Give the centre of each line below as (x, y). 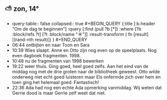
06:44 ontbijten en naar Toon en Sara (51, 45)
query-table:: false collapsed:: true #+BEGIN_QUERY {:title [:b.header (83, 23)
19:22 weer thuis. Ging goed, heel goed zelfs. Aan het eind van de (80, 66)
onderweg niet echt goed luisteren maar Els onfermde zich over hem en (86, 77)
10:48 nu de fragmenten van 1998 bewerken (58, 61)
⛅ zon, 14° (22, 9)
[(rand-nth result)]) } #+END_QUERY (50, 39)
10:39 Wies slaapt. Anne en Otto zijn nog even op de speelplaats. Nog (84, 50)
